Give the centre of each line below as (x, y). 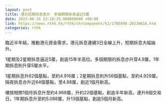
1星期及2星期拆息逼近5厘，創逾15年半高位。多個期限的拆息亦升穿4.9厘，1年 (82, 59)
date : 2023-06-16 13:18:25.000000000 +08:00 (52, 19)
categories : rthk (23, 28)
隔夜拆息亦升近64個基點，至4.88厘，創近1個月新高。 (59, 82)
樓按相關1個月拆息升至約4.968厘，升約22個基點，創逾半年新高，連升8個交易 (83, 93)
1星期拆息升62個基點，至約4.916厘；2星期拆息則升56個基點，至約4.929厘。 (83, 76)
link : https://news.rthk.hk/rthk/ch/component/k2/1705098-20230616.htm (81, 23)
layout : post (19, 10)
